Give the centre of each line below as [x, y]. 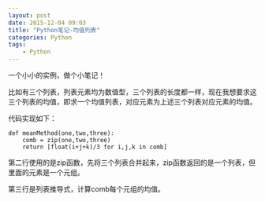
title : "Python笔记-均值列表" [54, 30]
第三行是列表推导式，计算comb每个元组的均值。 [87, 189]
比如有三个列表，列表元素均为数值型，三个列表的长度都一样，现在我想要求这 [132, 92]
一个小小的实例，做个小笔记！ [56, 75]
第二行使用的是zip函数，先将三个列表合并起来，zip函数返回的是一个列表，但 [132, 163]
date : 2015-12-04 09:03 [47, 23]
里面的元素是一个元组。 [46, 172]
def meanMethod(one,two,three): [61, 133]
